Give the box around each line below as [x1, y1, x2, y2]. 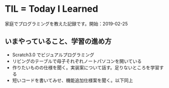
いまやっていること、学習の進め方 [5, 37, 112, 46]
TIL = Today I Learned [5, 3, 99, 15]
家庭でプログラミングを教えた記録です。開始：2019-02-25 [5, 20, 128, 27]
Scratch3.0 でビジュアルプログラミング [12, 52, 95, 58]
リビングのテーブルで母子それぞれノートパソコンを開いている [12, 58, 142, 64]
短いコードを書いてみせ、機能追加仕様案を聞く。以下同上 [12, 77, 133, 83]
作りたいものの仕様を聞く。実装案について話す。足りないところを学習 [12, 64, 159, 71]
